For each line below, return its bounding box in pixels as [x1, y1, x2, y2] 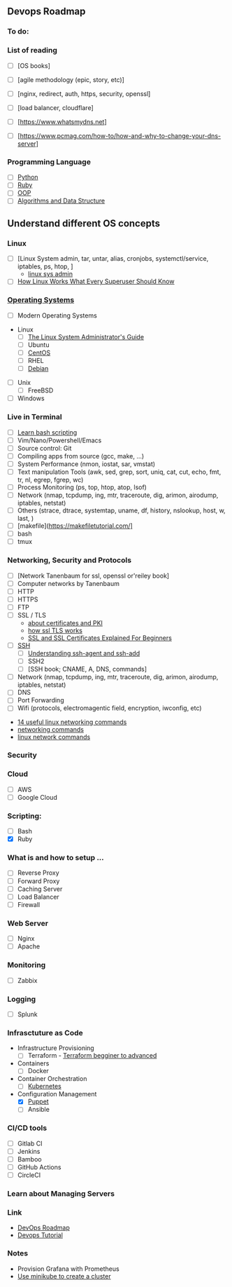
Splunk [17, 1009, 38, 1019]
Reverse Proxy [17, 869, 59, 877]
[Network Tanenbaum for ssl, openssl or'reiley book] [17, 571, 170, 580]
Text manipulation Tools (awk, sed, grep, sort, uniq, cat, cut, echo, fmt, [17, 468, 222, 476]
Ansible [27, 1105, 50, 1114]
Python [17, 173, 38, 182]
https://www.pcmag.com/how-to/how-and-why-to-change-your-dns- [20, 131, 222, 139]
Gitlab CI [17, 1139, 43, 1148]
